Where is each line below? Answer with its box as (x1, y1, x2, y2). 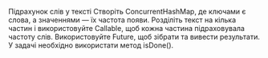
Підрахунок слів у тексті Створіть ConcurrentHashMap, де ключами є (8, 7, 246, 16)
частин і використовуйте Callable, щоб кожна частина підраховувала (8, 24, 245, 33)
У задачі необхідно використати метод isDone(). (8, 41, 174, 50)
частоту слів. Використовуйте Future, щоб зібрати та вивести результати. (8, 32, 261, 41)
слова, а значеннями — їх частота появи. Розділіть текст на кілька (8, 15, 237, 25)
